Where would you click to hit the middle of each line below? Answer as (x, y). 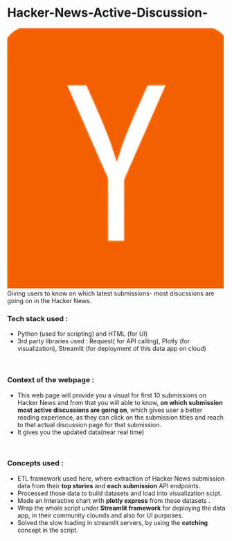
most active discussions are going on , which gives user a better (110, 410)
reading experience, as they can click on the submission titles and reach (120, 417)
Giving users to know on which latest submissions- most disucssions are (111, 293)
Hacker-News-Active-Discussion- (108, 13)
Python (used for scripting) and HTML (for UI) (82, 334)
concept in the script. (47, 530)
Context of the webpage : (51, 380)
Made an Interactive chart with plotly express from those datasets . (114, 500)
